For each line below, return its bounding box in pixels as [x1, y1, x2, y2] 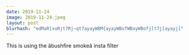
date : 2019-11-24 [6, 8, 50, 15]
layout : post [6, 20, 39, 26]
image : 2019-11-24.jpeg [6, 14, 66, 20]
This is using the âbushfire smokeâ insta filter [6, 42, 119, 50]
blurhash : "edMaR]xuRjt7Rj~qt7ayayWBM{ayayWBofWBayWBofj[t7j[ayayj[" [6, 25, 184, 32]
